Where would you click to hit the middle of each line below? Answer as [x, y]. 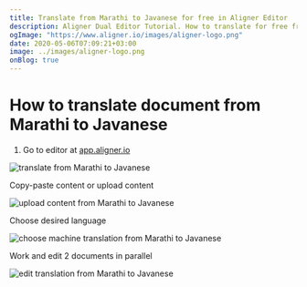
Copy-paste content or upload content [82, 185]
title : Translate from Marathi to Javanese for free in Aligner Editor [148, 18]
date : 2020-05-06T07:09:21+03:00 [73, 43]
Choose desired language [58, 220]
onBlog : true [34, 60]
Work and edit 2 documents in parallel [81, 255]
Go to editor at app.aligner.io [76, 149]
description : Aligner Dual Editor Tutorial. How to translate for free [148, 26]
